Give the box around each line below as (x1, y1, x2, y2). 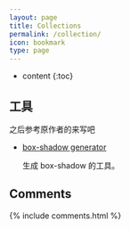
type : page (9, 46, 50, 55)
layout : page (9, 12, 58, 22)
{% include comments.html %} (9, 210, 122, 221)
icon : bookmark (9, 37, 66, 47)
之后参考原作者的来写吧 (9, 124, 95, 135)
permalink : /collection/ (9, 29, 102, 38)
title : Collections (9, 21, 82, 30)
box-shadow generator (21, 142, 107, 152)
